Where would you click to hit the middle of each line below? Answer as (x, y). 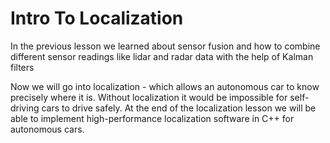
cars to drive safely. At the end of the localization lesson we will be (179, 108)
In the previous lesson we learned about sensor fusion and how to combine (165, 46)
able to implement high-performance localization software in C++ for (152, 118)
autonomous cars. (47, 129)
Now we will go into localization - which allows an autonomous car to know (165, 86)
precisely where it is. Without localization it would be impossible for (149, 97)
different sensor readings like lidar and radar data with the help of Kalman (162, 56)
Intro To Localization (97, 18)
